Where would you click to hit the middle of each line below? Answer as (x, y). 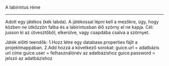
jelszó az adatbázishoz (29, 58)
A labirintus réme (23, 7)
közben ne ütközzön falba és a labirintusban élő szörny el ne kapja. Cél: (79, 27)
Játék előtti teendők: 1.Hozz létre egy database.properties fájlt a (71, 42)
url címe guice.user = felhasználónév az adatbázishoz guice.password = (80, 53)
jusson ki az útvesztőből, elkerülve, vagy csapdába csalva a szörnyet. (77, 32)
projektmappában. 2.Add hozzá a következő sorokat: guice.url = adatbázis (82, 48)
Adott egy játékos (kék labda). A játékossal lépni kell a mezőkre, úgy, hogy (82, 22)
